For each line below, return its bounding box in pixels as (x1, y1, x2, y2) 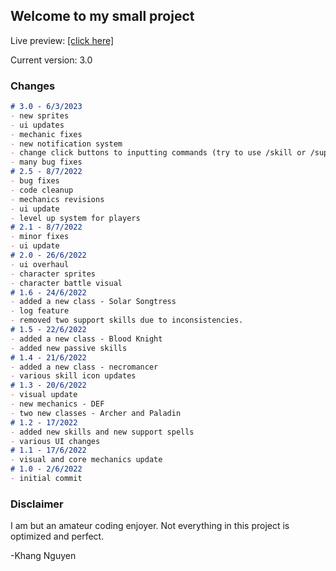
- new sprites (10, 110, 70, 121)
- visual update (10, 390, 78, 400)
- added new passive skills (10, 343, 128, 353)
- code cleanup (10, 185, 74, 195)
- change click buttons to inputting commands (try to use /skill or (10, 148, 307, 158)
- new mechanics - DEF (10, 399, 105, 409)
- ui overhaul (10, 259, 70, 269)
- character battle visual (10, 278, 123, 288)
